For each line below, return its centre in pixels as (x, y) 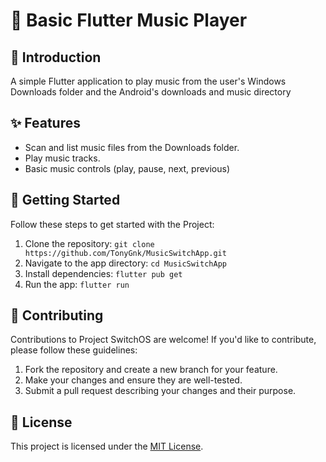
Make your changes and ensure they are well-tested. (133, 380)
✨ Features (45, 123)
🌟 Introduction (56, 57)
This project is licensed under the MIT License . (107, 446)
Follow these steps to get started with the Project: (112, 224)
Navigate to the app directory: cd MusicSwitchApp (125, 263)
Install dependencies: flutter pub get (103, 273)
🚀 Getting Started (65, 200)
